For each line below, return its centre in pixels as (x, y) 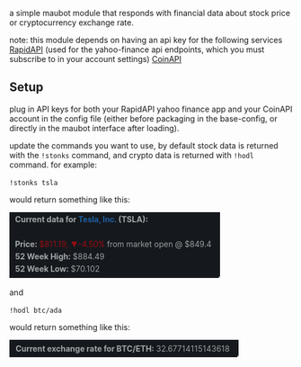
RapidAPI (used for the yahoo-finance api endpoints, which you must (137, 49)
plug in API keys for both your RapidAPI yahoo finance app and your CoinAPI (151, 109)
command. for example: (53, 165)
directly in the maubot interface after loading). (94, 128)
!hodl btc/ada (36, 310)
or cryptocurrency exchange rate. (72, 22)
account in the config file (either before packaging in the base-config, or (143, 118)
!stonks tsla (34, 183)
